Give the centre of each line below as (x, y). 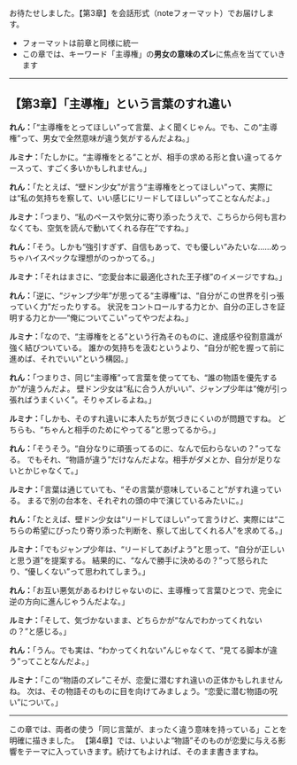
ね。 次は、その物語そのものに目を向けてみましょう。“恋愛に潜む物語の (140, 691)
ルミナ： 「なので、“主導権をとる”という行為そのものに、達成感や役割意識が (146, 336)
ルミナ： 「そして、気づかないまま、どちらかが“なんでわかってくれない (136, 620)
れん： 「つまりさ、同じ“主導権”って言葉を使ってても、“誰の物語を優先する (143, 377)
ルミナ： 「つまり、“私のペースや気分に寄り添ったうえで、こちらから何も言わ (148, 216)
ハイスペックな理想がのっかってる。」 (91, 258)
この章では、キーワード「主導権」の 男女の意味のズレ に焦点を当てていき (153, 54)
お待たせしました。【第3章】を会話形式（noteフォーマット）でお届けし (138, 13)
